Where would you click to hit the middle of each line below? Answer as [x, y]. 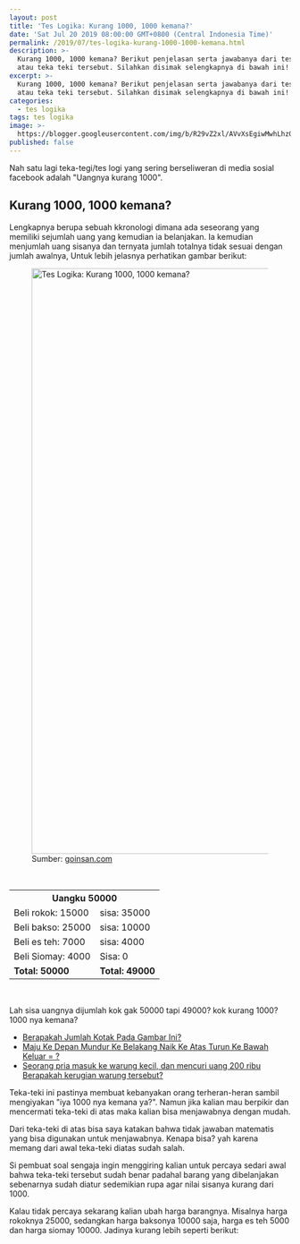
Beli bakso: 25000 [53, 927]
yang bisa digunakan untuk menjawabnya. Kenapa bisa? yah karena [134, 1138]
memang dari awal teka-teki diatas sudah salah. [97, 1147]
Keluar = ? [41, 1056]
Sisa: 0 [114, 956]
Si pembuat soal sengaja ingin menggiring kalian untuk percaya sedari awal [148, 1165]
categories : [31, 101]
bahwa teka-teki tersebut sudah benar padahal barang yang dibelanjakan [144, 1174]
